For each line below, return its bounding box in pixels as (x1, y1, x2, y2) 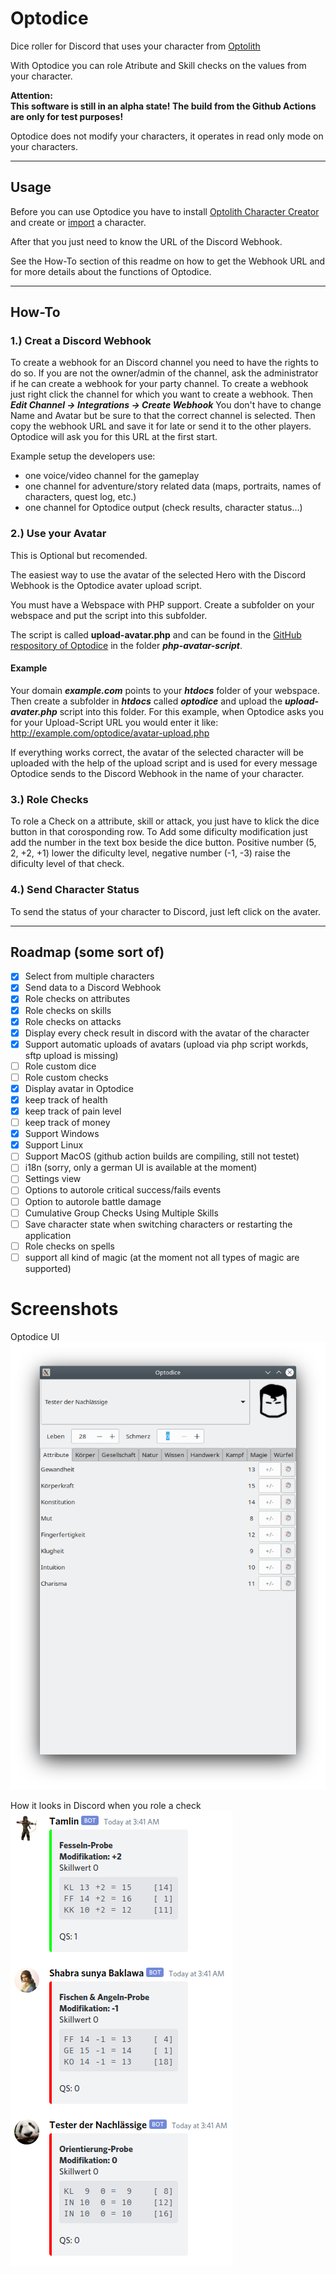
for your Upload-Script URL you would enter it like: (10, 716, 219, 728)
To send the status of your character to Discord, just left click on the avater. (10, 905, 322, 917)
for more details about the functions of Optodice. (10, 265, 212, 277)
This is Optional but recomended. (10, 549, 148, 561)
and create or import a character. (10, 216, 147, 228)
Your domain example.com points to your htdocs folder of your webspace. (10, 684, 320, 696)
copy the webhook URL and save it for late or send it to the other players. (10, 420, 312, 432)
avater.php (10, 705, 58, 717)
